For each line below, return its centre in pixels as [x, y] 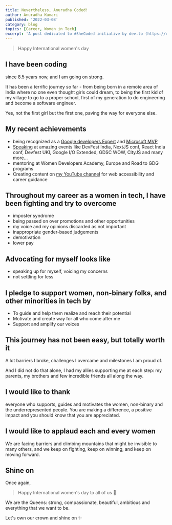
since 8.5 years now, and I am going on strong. [55, 77]
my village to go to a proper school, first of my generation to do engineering [85, 97]
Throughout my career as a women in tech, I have [86, 196]
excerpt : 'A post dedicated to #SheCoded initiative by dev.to [74, 34]
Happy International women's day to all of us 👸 [67, 493]
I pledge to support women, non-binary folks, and [86, 293]
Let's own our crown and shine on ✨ [44, 518]
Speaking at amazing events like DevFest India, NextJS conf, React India [89, 147]
